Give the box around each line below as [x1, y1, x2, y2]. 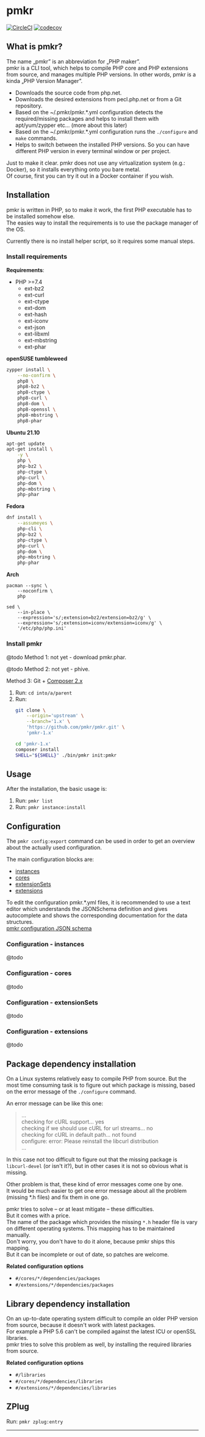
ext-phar [24, 343, 47, 350]
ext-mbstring [24, 336, 57, 344]
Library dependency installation [6, 1298, 131, 1309]
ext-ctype [24, 297, 49, 305]
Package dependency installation [6, 1059, 136, 1069]
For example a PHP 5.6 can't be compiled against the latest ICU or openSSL [6, 1328, 196, 1335]
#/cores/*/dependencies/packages [15, 1276, 101, 1282]
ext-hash [24, 311, 47, 318]
